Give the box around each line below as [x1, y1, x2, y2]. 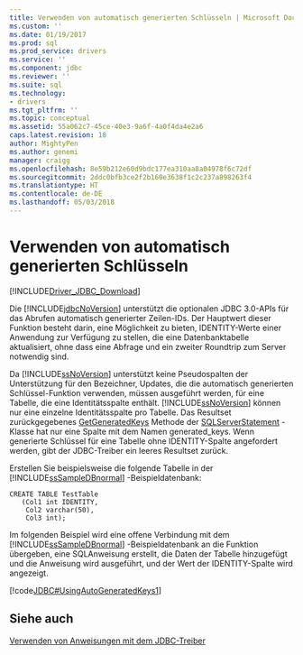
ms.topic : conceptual [9, 114, 91, 123]
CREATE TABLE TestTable [9, 489, 99, 499]
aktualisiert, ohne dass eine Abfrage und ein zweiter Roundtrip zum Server [9, 341, 287, 352]
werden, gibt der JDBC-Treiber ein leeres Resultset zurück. [9, 445, 229, 456]
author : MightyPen [9, 139, 78, 148]
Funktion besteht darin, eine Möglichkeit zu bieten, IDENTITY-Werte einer [9, 322, 282, 333]
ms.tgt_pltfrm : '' [9, 106, 78, 115]
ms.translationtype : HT [9, 181, 99, 190]
